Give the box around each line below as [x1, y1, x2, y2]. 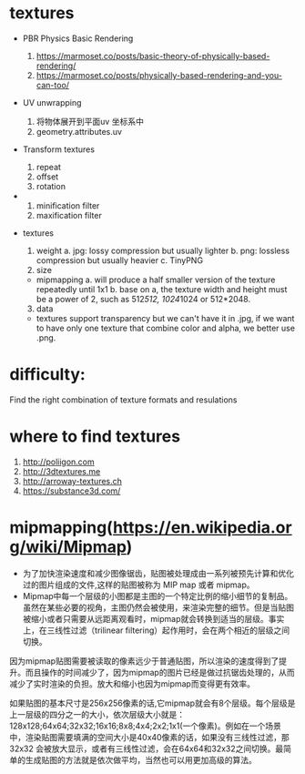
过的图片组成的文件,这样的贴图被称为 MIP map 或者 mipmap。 [22, 579, 255, 590]
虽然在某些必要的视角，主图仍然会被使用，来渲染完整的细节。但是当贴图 [22, 602, 294, 613]
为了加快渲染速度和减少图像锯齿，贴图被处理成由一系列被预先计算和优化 [22, 567, 294, 578]
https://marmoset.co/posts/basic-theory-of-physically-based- [36, 50, 270, 61]
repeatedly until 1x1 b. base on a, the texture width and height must [36, 283, 288, 294]
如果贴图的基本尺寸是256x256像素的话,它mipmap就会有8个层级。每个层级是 [9, 698, 296, 708]
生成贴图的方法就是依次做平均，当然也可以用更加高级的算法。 [25, 754, 257, 765]
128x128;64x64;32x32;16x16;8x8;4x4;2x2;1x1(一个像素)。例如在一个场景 [9, 720, 282, 731]
